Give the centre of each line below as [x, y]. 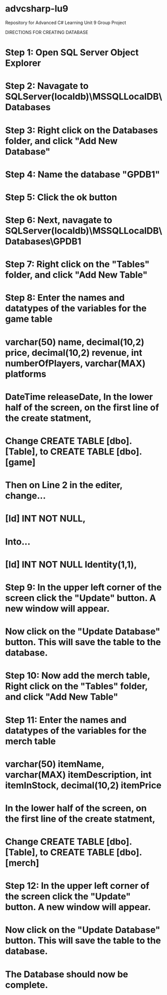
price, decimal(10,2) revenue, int [74, 353]
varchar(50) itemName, [55, 764]
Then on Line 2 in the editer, [64, 485]
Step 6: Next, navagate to [59, 220]
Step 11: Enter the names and [66, 720]
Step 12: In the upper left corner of [77, 886]
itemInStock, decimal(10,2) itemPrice [83, 785]
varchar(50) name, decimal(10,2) [75, 342]
